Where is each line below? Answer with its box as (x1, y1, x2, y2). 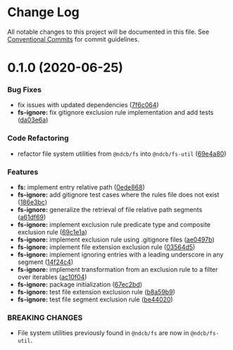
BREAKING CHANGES (7, 313, 83, 323)
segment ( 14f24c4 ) (17, 258, 74, 266)
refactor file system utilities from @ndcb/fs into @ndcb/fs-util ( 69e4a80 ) (17, 149, 227, 158)
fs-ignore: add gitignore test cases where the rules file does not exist (17, 191, 220, 199)
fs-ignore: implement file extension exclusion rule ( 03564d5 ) (17, 243, 196, 251)
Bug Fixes (7, 85, 42, 95)
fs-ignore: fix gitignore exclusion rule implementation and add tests (17, 108, 214, 117)
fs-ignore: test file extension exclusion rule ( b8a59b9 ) (17, 288, 176, 296)
